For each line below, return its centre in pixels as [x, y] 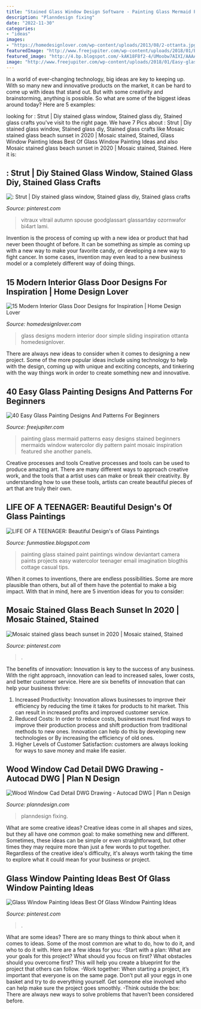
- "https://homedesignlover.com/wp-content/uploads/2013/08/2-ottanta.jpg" [103, 46]
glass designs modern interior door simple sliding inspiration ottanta [105, 336]
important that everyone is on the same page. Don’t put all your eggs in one [99, 975]
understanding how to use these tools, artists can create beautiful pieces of [99, 482]
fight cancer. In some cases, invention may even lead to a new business [95, 257]
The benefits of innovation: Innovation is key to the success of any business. [100, 669]
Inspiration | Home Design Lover [67, 291]
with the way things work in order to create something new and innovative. [98, 373]
